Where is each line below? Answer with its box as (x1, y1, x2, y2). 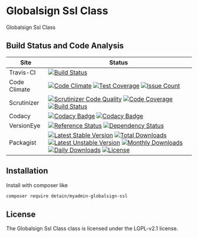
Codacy (9, 112, 31, 120)
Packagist (9, 138, 37, 146)
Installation (6, 166, 48, 176)
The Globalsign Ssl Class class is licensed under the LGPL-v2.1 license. (6, 225, 179, 232)
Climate (9, 85, 31, 93)
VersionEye (9, 121, 41, 129)
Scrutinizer (9, 99, 39, 107)
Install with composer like (6, 181, 68, 188)
